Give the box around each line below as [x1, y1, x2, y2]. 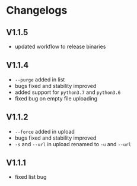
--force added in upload [14, 128, 75, 135]
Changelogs [6, 4, 68, 17]
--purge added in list [14, 75, 65, 83]
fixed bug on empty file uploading [14, 94, 98, 102]
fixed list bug [14, 174, 47, 181]
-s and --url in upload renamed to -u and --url [14, 140, 132, 147]
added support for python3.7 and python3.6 [14, 89, 121, 96]
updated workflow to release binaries [14, 43, 106, 50]
